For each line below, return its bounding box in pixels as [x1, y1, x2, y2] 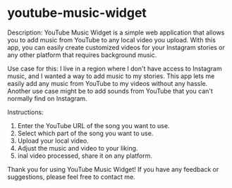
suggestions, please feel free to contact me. [7, 173, 135, 181]
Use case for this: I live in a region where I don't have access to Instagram [7, 64, 222, 73]
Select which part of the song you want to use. [17, 129, 154, 137]
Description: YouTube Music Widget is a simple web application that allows [7, 28, 225, 37]
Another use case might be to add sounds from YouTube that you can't [7, 87, 214, 95]
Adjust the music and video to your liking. [17, 144, 138, 152]
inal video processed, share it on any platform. [17, 151, 153, 160]
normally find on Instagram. [7, 94, 87, 103]
